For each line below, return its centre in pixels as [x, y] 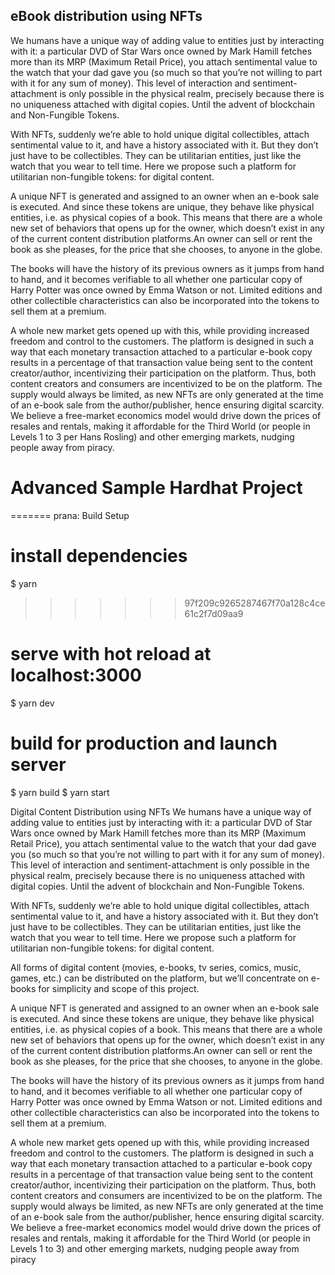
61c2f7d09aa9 [214, 613]
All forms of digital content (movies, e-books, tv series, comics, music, [156, 967]
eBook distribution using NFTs [106, 16]
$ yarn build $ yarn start [60, 792]
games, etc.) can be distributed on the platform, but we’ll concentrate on [159, 978]
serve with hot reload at [111, 653]
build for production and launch [144, 743]
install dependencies [99, 555]
